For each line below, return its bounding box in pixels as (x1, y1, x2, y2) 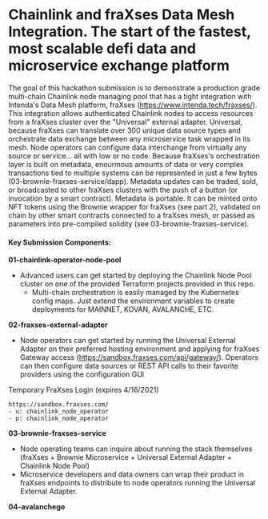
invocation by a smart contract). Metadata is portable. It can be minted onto (8, 194, 258, 203)
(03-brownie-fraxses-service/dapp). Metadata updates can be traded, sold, (8, 176, 258, 186)
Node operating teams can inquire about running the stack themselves (19, 444, 253, 453)
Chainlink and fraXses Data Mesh (8, 6, 235, 24)
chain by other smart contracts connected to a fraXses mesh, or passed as (8, 210, 255, 220)
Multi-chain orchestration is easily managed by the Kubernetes (31, 288, 240, 297)
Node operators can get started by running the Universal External (19, 336, 236, 345)
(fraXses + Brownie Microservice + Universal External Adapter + (19, 453, 232, 462)
